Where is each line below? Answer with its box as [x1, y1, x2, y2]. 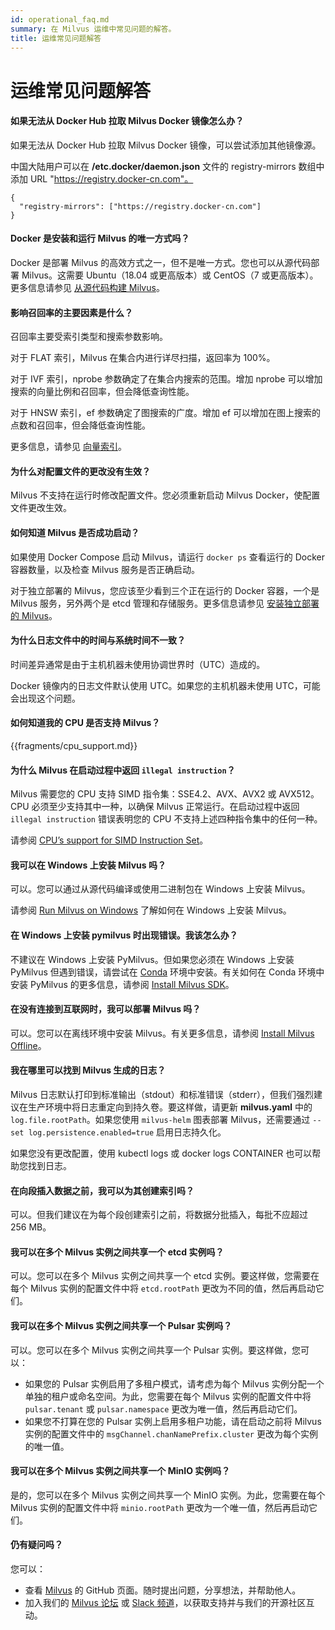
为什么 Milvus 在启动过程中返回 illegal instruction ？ [10, 764, 236, 776]
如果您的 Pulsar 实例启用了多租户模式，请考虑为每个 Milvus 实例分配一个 [24, 1377, 325, 1390]
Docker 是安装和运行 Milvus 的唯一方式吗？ [10, 232, 190, 245]
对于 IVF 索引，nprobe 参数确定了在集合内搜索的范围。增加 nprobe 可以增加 [10, 373, 323, 385]
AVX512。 [278, 788, 320, 800]
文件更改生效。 [10, 502, 72, 514]
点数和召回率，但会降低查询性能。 [10, 419, 151, 431]
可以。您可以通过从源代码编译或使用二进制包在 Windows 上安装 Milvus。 [10, 883, 311, 895]
